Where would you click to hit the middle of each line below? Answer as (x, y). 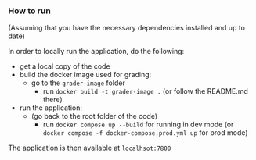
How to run (29, 11)
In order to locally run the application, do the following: (96, 52)
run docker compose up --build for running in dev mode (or (138, 124)
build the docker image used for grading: (85, 75)
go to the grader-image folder (78, 83)
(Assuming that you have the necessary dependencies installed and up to (126, 28)
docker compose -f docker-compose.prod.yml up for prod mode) (145, 133)
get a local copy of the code (65, 66)
